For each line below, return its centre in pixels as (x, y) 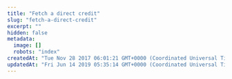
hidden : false (28, 33)
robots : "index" (37, 52)
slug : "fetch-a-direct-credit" (52, 20)
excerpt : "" (24, 26)
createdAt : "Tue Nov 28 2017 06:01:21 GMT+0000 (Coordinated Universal (112, 58)
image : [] (27, 45)
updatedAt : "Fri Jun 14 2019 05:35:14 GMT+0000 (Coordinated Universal (112, 65)
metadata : (21, 39)
